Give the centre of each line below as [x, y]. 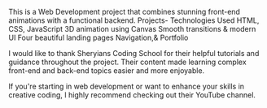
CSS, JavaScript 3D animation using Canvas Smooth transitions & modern [132, 29]
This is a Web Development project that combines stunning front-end [124, 12]
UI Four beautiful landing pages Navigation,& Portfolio [98, 37]
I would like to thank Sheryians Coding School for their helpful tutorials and [134, 53]
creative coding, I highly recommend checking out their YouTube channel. [132, 95]
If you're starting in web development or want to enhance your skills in [127, 86]
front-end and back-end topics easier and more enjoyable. [107, 71]
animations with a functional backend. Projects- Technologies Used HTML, [134, 20]
